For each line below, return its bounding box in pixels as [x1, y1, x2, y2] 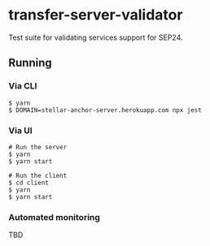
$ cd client [8, 179, 49, 187]
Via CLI [8, 80, 37, 92]
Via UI [8, 124, 33, 136]
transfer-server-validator [8, 6, 183, 24]
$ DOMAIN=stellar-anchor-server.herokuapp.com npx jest [8, 106, 202, 114]
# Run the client [8, 171, 68, 179]
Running [8, 56, 53, 70]
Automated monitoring [8, 211, 100, 222]
